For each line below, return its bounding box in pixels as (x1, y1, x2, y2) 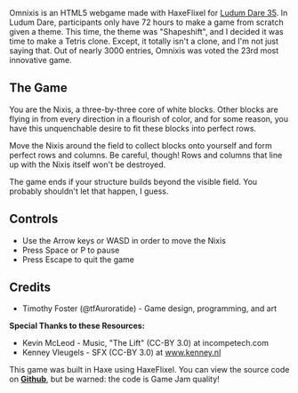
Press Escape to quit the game (21, 253, 135, 265)
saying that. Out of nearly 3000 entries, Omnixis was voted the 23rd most (9, 45, 279, 56)
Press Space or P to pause (21, 245, 120, 255)
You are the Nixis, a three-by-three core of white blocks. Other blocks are (9, 104, 278, 115)
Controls (9, 212, 59, 227)
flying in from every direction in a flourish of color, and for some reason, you (9, 113, 289, 124)
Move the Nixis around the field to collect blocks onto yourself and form (9, 140, 273, 150)
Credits (9, 280, 52, 295)
